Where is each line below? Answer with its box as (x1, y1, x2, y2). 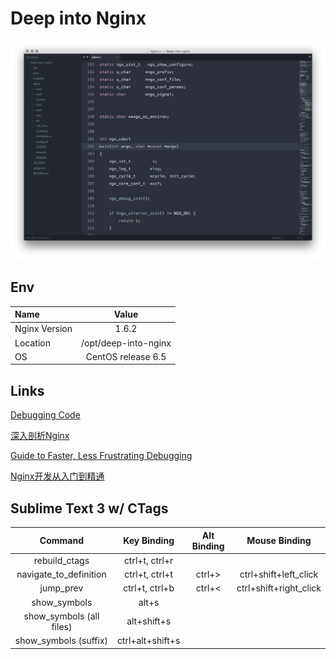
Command (39, 535, 85, 547)
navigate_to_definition (16, 568, 107, 581)
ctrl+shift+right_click (236, 582, 322, 594)
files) (51, 620, 73, 632)
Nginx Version (14, 323, 73, 335)
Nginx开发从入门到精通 (10, 470, 105, 482)
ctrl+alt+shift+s (116, 635, 181, 647)
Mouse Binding (246, 535, 312, 547)
